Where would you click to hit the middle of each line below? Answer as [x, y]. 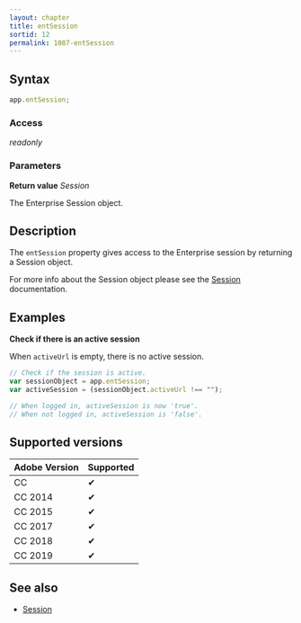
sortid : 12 [30, 34]
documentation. [39, 289]
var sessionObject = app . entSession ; [80, 382]
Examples [37, 317]
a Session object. [41, 263]
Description [43, 231]
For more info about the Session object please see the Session [125, 280]
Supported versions [66, 442]
